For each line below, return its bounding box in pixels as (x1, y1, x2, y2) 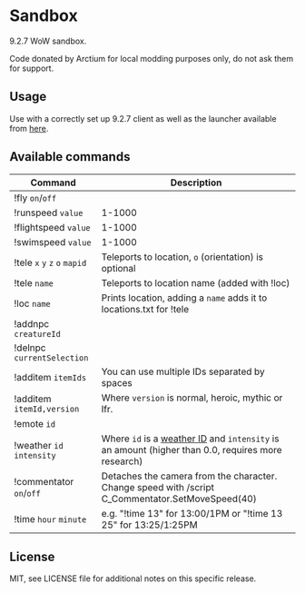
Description (170, 176, 222, 189)
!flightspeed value (14, 221, 91, 233)
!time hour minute (14, 512, 87, 525)
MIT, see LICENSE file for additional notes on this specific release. (9, 573, 257, 584)
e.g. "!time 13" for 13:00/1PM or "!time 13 (101, 507, 283, 519)
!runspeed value (14, 206, 84, 219)
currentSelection (14, 352, 89, 363)
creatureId (14, 329, 61, 339)
